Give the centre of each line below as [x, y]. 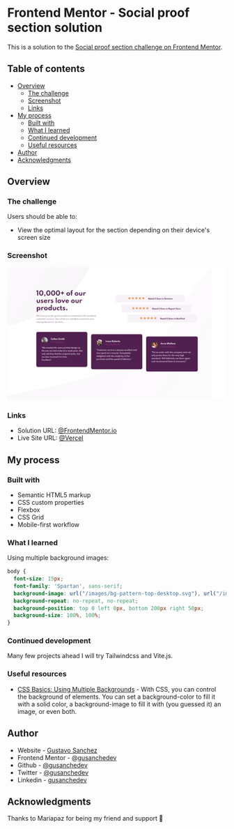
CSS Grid [30, 517]
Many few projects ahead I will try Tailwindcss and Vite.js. [90, 656]
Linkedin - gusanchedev [52, 779]
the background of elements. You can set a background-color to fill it [116, 697]
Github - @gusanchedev [53, 765]
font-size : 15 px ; [39, 579]
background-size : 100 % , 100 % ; [57, 616]
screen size [34, 238]
